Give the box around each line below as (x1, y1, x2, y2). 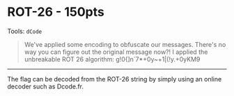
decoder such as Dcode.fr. (7, 82, 84, 90)
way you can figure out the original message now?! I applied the (24, 48, 208, 56)
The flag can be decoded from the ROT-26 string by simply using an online (7, 75, 222, 83)
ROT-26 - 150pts (7, 4, 104, 20)
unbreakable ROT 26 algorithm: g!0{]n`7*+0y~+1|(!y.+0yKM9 (24, 55, 201, 63)
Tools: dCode (7, 27, 42, 35)
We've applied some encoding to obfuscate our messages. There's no (24, 40, 226, 48)
